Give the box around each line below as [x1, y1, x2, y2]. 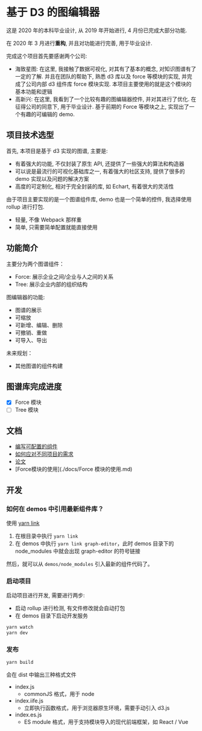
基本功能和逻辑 [14, 88, 52, 95]
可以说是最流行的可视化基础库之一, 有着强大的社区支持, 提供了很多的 [14, 167, 185, 175]
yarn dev [6, 630, 28, 636]
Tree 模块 [14, 406, 39, 414]
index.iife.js [14, 697, 44, 704]
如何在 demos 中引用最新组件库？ [6, 504, 104, 513]
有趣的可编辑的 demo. [20, 110, 75, 118]
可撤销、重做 [14, 329, 47, 336]
